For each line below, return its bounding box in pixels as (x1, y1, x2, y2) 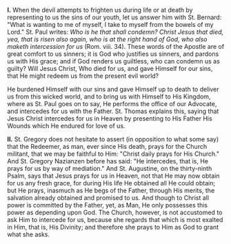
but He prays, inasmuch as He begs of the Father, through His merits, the (7, 186, 215, 194)
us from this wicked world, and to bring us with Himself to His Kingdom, (7, 92, 211, 101)
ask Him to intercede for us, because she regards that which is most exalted (7, 216, 223, 223)
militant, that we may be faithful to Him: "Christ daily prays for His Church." (7, 150, 219, 158)
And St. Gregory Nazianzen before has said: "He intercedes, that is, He (7, 157, 209, 165)
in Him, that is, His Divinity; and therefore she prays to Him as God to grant (7, 223, 219, 231)
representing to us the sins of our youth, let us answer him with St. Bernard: (7, 13, 222, 21)
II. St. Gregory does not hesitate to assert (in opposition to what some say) (7, 135, 219, 143)
